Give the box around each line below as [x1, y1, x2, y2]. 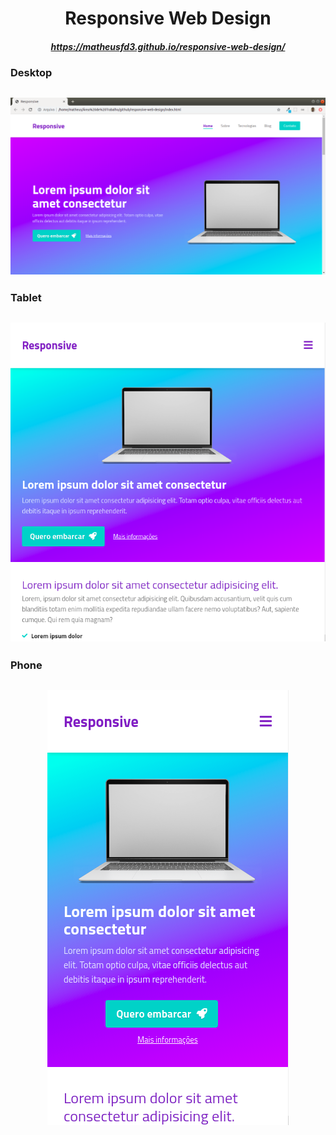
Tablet [10, 291, 42, 305]
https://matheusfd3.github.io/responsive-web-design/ [50, 40, 286, 52]
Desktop [10, 66, 53, 80]
